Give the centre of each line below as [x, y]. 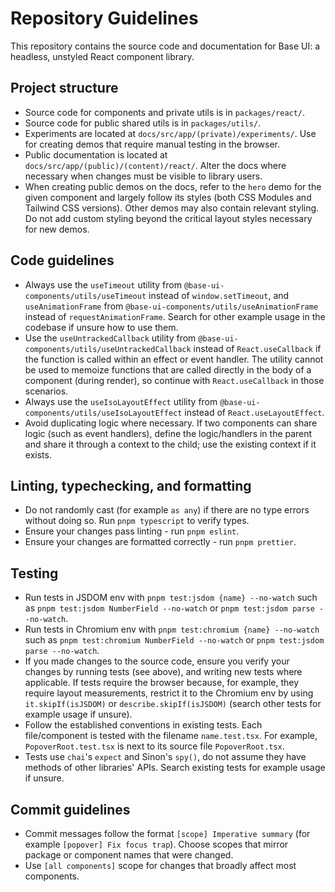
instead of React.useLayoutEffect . [254, 412]
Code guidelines [62, 260]
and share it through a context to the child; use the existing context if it [170, 444]
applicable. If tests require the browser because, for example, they [162, 683]
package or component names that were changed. [129, 855]
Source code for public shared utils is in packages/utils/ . [143, 123]
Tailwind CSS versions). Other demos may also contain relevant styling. [172, 208]
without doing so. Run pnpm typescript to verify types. [137, 521]
